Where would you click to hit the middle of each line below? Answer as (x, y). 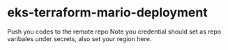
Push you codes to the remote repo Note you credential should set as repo (114, 32)
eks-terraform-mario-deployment (107, 13)
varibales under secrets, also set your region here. (79, 38)
